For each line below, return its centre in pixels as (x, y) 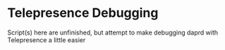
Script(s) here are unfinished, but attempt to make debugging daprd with (113, 32)
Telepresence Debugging (83, 13)
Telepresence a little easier (47, 39)
